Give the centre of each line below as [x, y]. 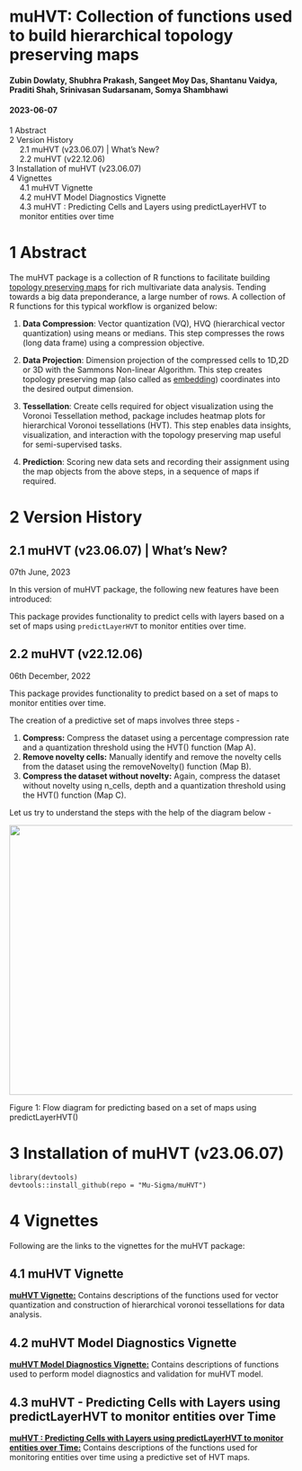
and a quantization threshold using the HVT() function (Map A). [139, 747]
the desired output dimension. [78, 388]
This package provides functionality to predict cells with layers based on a [147, 616]
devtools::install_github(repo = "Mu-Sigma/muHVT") [108, 1185]
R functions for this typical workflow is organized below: [113, 306]
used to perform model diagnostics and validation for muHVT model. [136, 1374]
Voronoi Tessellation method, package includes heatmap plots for [144, 415]
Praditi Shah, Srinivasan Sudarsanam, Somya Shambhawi [119, 89]
